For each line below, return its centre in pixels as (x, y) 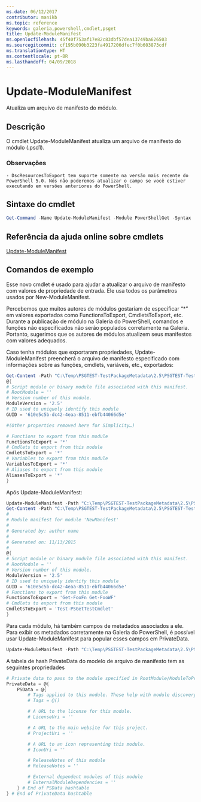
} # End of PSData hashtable (53, 788)
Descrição (26, 127)
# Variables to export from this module (57, 458)
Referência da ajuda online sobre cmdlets (85, 237)
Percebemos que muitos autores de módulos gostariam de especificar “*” (97, 308)
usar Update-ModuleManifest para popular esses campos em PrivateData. (98, 639)
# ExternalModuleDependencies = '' (72, 783)
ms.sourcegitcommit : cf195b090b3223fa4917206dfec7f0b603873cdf (87, 45)
